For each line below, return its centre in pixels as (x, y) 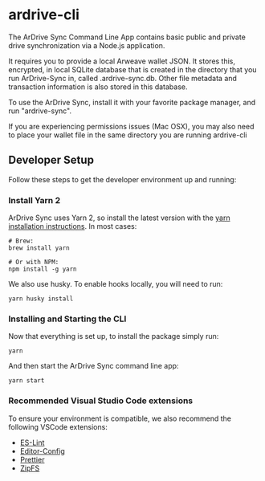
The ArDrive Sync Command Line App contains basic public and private (127, 37)
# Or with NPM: (34, 263)
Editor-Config (43, 450)
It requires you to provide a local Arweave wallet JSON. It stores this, (122, 61)
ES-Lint (32, 442)
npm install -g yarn (43, 269)
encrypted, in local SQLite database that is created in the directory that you (132, 69)
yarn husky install (41, 299)
